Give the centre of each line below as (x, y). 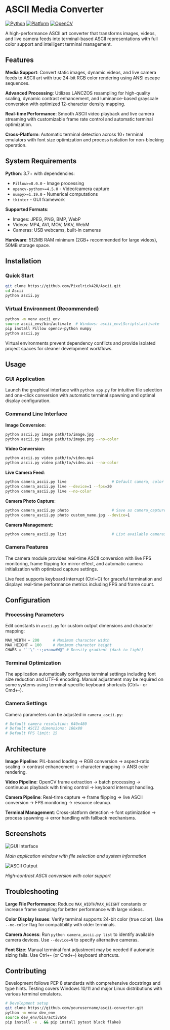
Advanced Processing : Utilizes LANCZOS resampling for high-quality (78, 93)
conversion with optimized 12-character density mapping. (65, 104)
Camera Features (27, 547)
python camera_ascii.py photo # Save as (69, 510)
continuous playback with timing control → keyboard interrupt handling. (80, 787)
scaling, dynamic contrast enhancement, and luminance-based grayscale (82, 98)
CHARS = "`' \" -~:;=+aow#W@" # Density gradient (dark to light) (74, 650)
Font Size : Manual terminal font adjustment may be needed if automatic (80, 950)
